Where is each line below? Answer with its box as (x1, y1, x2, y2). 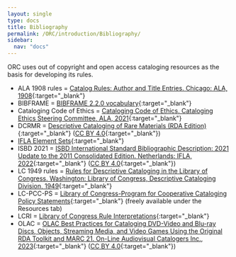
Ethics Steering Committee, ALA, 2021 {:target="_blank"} (17, 114, 182, 122)
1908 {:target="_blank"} (17, 91, 86, 100)
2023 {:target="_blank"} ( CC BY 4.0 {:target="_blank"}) (17, 242, 176, 250)
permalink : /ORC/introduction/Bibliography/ (7, 30, 141, 38)
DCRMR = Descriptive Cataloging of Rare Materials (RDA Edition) (17, 122, 207, 130)
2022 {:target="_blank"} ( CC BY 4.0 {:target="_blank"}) (17, 159, 176, 167)
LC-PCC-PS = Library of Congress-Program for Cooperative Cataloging (17, 189, 227, 198)
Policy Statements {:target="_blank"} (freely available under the (17, 197, 202, 205)
